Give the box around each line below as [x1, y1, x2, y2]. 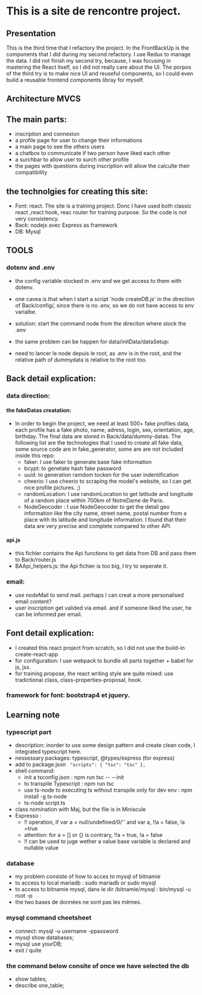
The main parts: [6, 114, 68, 124]
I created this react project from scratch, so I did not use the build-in [14, 644, 185, 651]
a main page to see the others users [14, 143, 105, 150]
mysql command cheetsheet [6, 914, 92, 922]
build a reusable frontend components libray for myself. [6, 77, 144, 83]
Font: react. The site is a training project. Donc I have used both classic [14, 202, 192, 209]
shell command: [14, 768, 55, 775]
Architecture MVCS [6, 94, 81, 104]
